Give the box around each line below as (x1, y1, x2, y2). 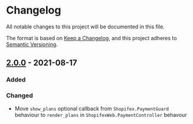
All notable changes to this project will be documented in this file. (6, 23, 165, 30)
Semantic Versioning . (6, 41, 58, 48)
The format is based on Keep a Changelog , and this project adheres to (6, 34, 177, 41)
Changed (6, 92, 34, 100)
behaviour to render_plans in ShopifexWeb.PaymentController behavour (14, 111, 187, 118)
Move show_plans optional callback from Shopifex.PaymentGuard (14, 105, 169, 112)
